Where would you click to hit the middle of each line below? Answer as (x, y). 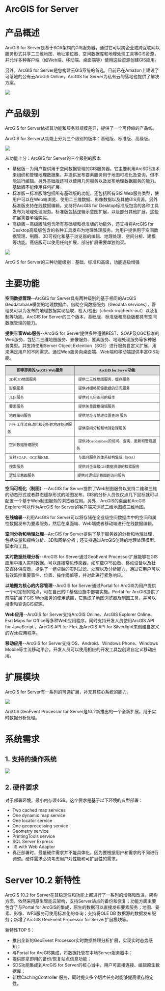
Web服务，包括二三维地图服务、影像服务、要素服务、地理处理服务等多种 (79, 339)
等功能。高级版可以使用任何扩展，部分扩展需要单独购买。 (70, 242)
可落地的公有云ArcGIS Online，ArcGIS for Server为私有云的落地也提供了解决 (82, 77)
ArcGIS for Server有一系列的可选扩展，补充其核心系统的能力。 (68, 692)
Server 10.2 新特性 (43, 880)
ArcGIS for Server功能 (117, 370)
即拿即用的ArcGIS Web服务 (40, 370)
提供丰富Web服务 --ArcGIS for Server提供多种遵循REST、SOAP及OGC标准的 (82, 333)
